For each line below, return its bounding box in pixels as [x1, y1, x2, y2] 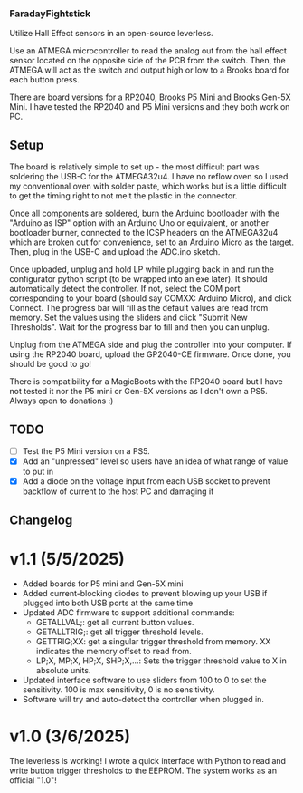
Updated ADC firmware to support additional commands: [22, 607, 235, 618]
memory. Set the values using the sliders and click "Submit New [9, 312, 249, 324]
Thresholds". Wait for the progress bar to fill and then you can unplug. [9, 322, 270, 333]
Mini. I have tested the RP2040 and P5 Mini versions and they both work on [9, 102, 290, 112]
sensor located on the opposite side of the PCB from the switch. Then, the [9, 55, 287, 66]
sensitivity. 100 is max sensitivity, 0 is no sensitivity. [22, 684, 215, 695]
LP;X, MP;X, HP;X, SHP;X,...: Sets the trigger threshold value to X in [35, 655, 287, 666]
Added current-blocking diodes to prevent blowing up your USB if [22, 588, 268, 599]
